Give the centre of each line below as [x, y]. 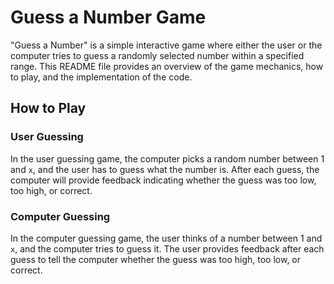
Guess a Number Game [108, 17]
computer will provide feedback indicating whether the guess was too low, [163, 180]
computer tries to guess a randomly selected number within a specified [157, 55]
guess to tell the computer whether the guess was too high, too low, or [156, 259]
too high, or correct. [51, 190]
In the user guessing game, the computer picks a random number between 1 [167, 158]
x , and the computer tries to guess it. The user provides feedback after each [167, 248]
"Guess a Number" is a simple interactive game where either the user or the [166, 45]
